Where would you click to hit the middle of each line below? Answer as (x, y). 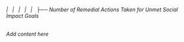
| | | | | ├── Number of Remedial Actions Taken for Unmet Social (92, 9)
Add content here (28, 34)
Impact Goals (22, 15)
